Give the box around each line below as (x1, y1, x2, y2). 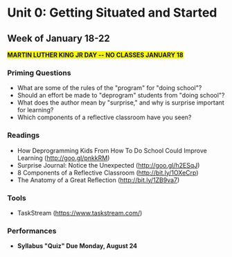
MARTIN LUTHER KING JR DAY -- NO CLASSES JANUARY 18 (7, 51, 184, 59)
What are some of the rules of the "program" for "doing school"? (17, 84, 202, 92)
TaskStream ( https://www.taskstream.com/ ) (17, 209, 143, 217)
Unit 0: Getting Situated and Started (7, 5, 217, 21)
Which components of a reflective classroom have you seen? (17, 113, 192, 122)
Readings (7, 130, 40, 140)
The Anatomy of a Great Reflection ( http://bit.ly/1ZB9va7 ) (17, 175, 180, 184)
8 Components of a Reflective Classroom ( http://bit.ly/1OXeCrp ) (17, 168, 199, 177)
